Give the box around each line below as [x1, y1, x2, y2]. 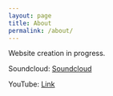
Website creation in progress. [8, 49, 106, 58]
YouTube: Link [8, 79, 55, 89]
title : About [8, 19, 52, 27]
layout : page [8, 11, 52, 20]
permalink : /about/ [8, 26, 74, 34]
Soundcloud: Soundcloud [8, 64, 92, 74]
